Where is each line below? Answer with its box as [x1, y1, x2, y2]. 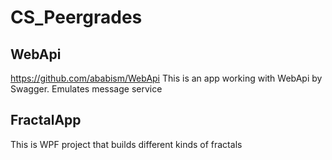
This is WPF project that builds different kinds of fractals [10, 138, 243, 150]
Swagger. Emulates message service [10, 83, 163, 95]
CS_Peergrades [10, 6, 143, 29]
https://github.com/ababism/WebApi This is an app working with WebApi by [10, 72, 323, 84]
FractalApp [10, 112, 82, 129]
